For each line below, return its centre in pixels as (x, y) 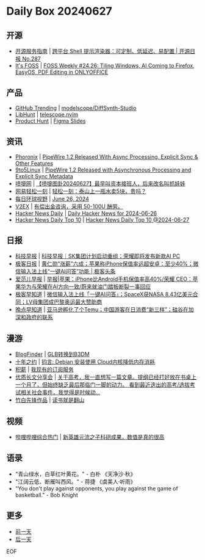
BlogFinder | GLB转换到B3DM (52, 354)
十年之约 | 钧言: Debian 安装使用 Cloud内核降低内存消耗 (85, 362)
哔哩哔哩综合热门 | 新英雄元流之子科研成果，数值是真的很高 (90, 437)
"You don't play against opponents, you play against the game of (96, 488)
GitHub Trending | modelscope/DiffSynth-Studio (76, 107)
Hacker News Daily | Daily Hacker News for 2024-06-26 (86, 213)
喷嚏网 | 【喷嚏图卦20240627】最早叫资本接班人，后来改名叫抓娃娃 (100, 183)
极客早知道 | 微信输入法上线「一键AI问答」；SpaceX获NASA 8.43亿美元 (104, 294)
